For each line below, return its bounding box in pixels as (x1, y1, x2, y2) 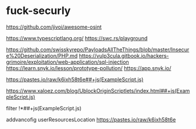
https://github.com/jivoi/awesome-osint (6, 23, 102, 30)
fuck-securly (6, 4, 71, 18)
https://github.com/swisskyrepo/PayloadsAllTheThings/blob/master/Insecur (6, 46, 190, 53)
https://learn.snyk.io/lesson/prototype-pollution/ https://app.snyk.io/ (6, 64, 171, 71)
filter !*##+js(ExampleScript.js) (6, 104, 82, 111)
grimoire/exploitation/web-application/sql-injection (6, 58, 129, 65)
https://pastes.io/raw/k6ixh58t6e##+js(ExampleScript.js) (6, 76, 144, 83)
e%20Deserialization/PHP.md (6, 52, 78, 59)
